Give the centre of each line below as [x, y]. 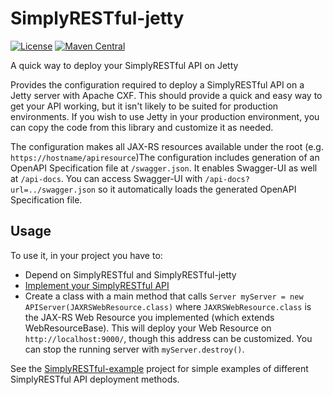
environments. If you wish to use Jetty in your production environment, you [165, 116]
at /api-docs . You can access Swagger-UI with [106, 178]
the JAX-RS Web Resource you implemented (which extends [149, 317]
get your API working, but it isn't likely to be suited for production [144, 106]
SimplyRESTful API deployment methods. [95, 379]
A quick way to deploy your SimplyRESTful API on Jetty [124, 65]
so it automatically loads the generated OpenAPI [197, 189]
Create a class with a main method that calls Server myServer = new [164, 296]
